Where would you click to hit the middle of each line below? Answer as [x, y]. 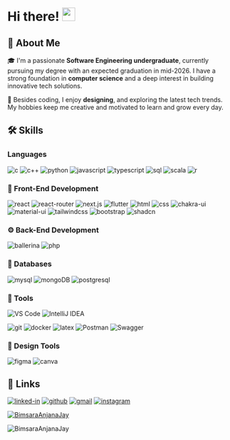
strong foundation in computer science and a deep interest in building [110, 78]
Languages [27, 155]
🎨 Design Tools [34, 346]
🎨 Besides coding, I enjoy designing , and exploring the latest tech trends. [115, 99]
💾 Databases [30, 264]
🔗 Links [24, 384]
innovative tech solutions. [45, 86]
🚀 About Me [34, 43]
